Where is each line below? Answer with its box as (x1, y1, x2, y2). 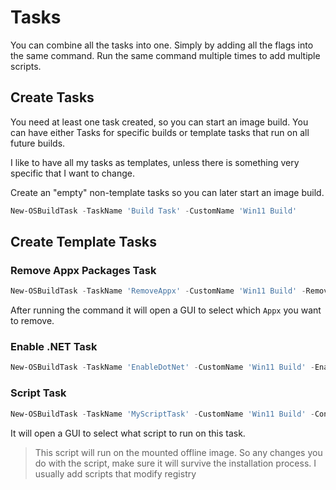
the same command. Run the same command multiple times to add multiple (10, 49, 321, 61)
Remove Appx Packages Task (10, 263, 157, 277)
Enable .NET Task (10, 340, 98, 354)
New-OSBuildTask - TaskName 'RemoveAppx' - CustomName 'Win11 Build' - (10, 286, 307, 296)
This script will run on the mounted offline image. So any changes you (34, 446, 323, 458)
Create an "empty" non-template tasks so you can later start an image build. (10, 186, 325, 198)
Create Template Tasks (10, 234, 157, 251)
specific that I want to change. (10, 167, 136, 179)
